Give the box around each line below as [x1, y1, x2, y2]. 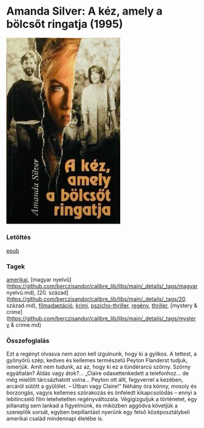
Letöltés [6, 233, 32, 242]
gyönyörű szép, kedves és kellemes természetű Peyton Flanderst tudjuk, [6, 357, 188, 364]
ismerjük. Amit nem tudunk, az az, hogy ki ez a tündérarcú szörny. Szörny [6, 363, 191, 371]
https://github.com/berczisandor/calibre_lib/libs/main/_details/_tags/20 [8, 295, 186, 303]
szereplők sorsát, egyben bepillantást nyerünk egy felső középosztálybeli [6, 409, 190, 416]
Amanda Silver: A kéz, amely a [6, 4, 163, 18]
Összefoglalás [6, 337, 50, 345]
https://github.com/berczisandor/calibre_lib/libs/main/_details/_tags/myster [8, 315, 196, 322]
